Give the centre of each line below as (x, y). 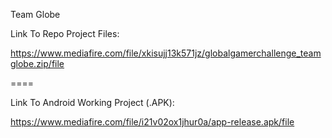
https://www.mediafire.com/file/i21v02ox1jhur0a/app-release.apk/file (152, 122)
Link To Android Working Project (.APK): (92, 102)
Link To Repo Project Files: (65, 33)
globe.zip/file (37, 63)
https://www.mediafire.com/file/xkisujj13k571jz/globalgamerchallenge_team (166, 53)
